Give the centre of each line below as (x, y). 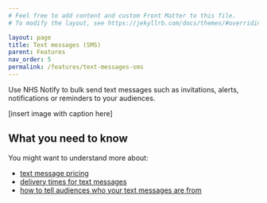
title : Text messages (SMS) (55, 45)
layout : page (30, 37)
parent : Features (37, 53)
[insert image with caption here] (60, 113)
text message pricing (54, 173)
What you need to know (68, 139)
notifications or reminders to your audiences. (82, 98)
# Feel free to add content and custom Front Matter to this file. (122, 16)
